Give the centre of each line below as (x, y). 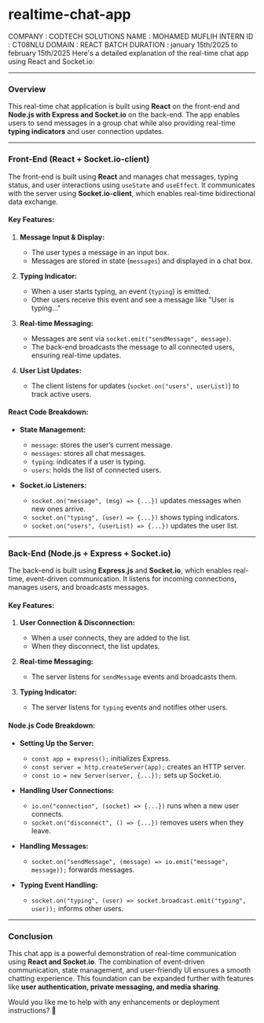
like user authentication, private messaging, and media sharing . (114, 987)
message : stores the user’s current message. (102, 445)
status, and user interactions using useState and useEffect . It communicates (132, 185)
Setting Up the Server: (57, 743)
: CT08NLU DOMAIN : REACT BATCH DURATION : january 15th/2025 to (123, 44)
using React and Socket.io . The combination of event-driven (106, 962)
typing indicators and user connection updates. (86, 132)
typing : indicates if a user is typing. (88, 461)
